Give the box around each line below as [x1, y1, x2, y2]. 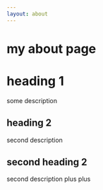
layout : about [6, 10, 49, 18]
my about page [6, 40, 97, 57]
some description [6, 96, 58, 105]
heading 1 [6, 73, 64, 89]
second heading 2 [6, 156, 87, 168]
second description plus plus [6, 174, 91, 184]
